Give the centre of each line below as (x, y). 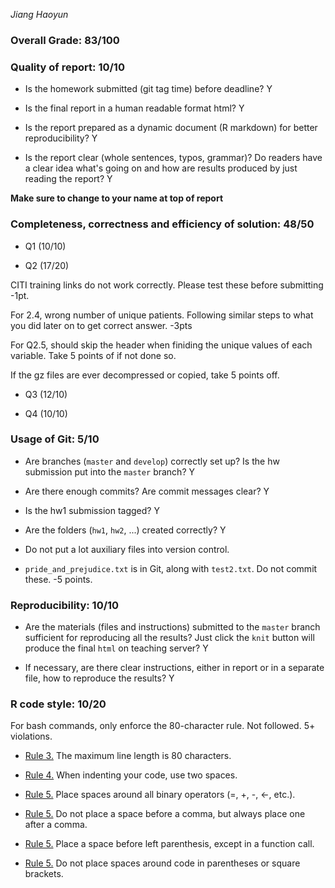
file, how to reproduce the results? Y (99, 678)
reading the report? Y (68, 179)
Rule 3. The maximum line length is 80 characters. (128, 756)
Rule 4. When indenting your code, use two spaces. (131, 775)
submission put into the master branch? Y (109, 471)
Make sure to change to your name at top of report (117, 198)
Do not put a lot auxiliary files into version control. (127, 549)
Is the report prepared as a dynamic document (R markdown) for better (171, 128)
